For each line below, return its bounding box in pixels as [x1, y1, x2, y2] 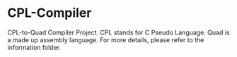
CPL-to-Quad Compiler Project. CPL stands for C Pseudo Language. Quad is [7, 28, 230, 37]
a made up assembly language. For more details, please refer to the [7, 35, 204, 44]
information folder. [7, 43, 62, 51]
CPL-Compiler [7, 5, 92, 21]
